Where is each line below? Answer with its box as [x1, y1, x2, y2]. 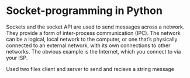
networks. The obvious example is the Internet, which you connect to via [6, 48, 181, 55]
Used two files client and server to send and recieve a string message [6, 65, 174, 72]
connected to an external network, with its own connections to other [6, 42, 171, 49]
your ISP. [6, 54, 28, 61]
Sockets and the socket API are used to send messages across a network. [6, 23, 185, 30]
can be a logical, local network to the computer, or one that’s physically [6, 36, 178, 42]
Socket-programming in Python [6, 4, 163, 17]
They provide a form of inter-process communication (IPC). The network [6, 29, 181, 36]
